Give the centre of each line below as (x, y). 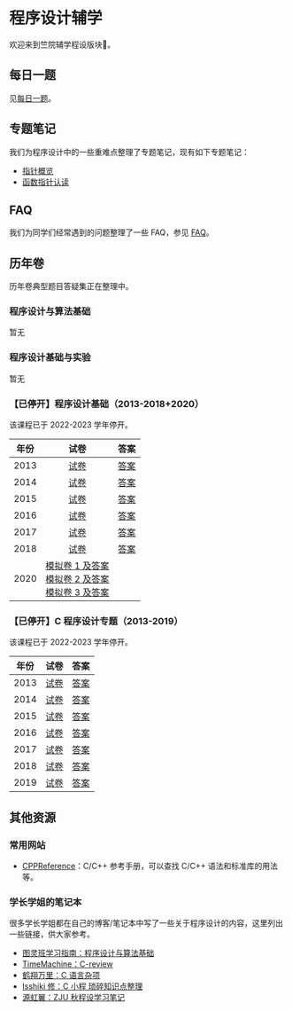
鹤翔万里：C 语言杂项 (61, 976)
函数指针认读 (45, 182)
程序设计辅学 (56, 18)
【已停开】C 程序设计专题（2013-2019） (96, 621)
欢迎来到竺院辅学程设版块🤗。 (62, 44)
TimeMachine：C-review (67, 964)
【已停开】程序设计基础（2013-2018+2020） (107, 404)
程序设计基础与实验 (50, 357)
